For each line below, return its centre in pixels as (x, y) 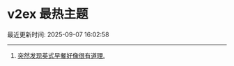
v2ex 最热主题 (48, 14)
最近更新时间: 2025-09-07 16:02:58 (58, 34)
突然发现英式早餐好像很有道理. (61, 55)
